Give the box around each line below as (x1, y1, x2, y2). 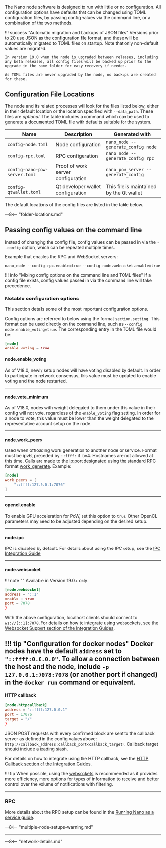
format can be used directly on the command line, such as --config (5, 321, 143, 327)
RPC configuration (55, 152, 98, 159)
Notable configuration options (5, 295, 79, 301)
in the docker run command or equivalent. (5, 678, 136, 687)
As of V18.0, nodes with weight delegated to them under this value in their (5, 405, 156, 411)
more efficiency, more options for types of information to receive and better (5, 776, 159, 782)
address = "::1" (5, 592, 39, 597)
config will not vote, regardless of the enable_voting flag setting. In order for (5, 410, 161, 416)
